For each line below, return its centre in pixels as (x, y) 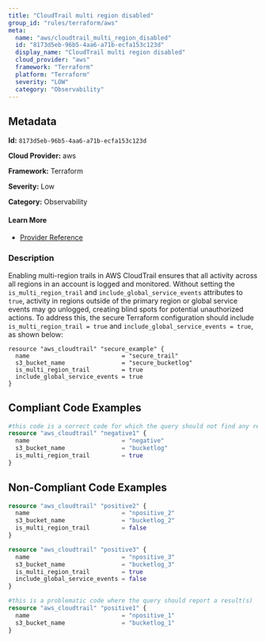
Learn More (28, 220)
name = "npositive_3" (95, 557)
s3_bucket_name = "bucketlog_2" (95, 521)
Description (31, 258)
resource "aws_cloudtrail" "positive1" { (78, 608)
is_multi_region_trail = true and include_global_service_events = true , (131, 326)
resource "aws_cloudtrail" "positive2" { (78, 506)
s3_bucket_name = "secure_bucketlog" (104, 363)
